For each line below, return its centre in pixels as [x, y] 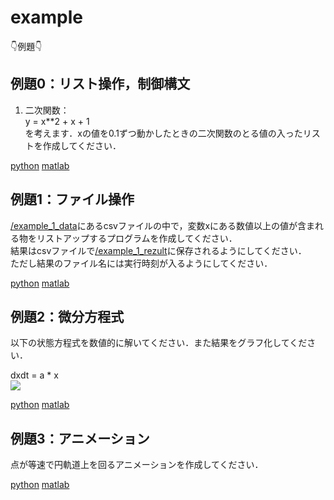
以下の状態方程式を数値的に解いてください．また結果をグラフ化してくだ [159, 343]
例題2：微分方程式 [67, 316]
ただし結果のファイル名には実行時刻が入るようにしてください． [141, 263]
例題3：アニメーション [80, 438]
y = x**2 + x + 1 [57, 121]
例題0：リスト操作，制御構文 [100, 84]
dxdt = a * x [34, 375]
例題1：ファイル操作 [72, 199]
